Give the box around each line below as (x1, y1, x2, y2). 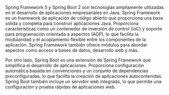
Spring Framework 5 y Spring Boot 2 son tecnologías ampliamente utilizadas (5, 5, 164, 10)
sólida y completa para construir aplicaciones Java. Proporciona (5, 20, 139, 26)
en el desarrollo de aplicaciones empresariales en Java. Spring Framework (5, 10, 160, 16)
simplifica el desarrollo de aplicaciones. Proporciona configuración (5, 63, 144, 68)
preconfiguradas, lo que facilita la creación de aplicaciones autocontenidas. (5, 73, 163, 79)
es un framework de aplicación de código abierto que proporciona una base (5, 15, 163, 21)
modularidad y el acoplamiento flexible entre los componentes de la (5, 36, 146, 42)
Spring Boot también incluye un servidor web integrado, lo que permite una (5, 78, 162, 84)
